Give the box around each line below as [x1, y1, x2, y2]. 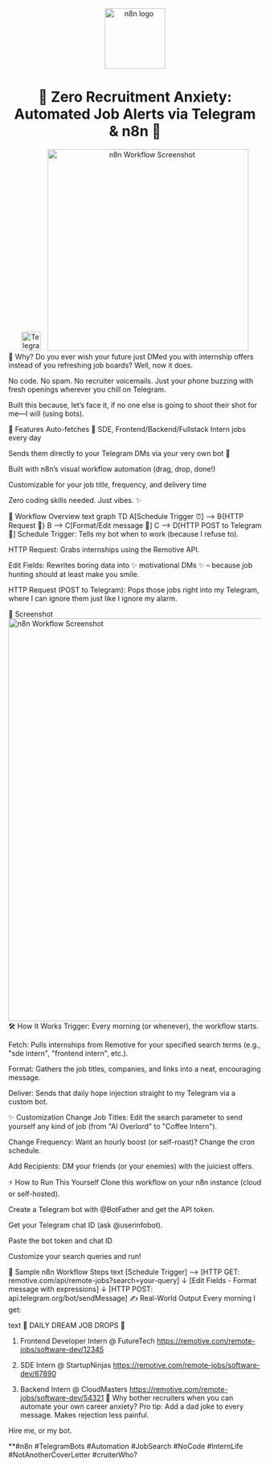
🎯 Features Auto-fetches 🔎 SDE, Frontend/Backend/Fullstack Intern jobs [8, 424, 247, 434]
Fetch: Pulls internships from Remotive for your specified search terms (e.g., [8, 1040, 261, 1049]
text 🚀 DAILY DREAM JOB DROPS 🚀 [8, 1320, 126, 1330]
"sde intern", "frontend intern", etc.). [8, 1048, 129, 1058]
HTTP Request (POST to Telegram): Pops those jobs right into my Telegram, [8, 584, 260, 595]
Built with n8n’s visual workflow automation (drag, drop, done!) [8, 463, 216, 474]
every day [8, 433, 42, 442]
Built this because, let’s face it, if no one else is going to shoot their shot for [8, 400, 258, 409]
